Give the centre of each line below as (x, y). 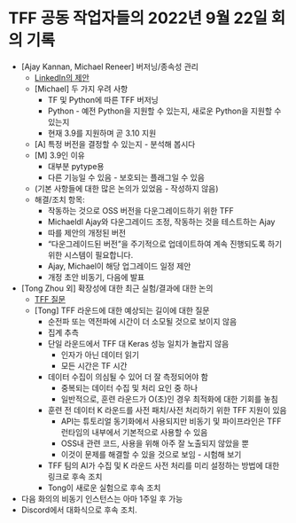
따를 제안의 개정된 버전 (87, 232)
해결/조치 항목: (59, 199)
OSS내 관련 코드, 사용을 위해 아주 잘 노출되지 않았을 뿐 (155, 443)
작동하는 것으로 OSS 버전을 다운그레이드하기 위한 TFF (140, 210)
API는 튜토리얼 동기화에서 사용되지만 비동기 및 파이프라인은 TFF (171, 421)
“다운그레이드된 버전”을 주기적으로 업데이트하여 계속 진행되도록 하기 (165, 244)
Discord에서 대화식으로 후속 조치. (79, 510)
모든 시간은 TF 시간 (94, 365)
